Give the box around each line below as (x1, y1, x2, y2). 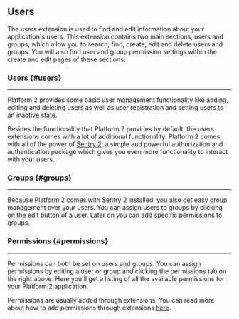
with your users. (7, 155, 55, 163)
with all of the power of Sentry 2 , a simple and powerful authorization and (7, 140, 223, 148)
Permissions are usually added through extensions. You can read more (7, 295, 215, 304)
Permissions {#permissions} (7, 236, 109, 246)
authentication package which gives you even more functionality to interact (7, 148, 228, 156)
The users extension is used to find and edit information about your (7, 24, 205, 33)
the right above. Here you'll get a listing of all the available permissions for (7, 274, 225, 283)
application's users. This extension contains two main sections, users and (7, 32, 224, 41)
